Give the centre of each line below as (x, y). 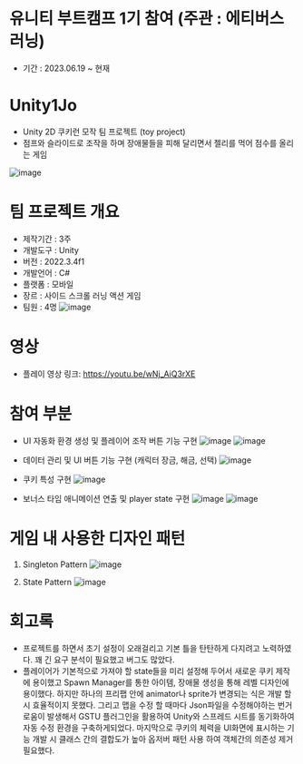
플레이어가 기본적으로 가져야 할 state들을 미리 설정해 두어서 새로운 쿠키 (148, 671)
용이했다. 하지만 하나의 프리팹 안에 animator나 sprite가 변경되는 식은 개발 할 (157, 693)
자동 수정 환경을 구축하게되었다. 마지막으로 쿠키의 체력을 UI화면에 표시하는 (154, 728)
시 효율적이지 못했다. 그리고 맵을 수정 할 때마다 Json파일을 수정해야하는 (149, 705)
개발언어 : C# (46, 272)
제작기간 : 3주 (47, 239)
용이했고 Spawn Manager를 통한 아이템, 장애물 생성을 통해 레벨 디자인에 (161, 682)
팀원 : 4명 (39, 307)
